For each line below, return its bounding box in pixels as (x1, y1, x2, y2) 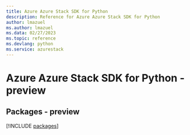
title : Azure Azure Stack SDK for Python (6, 8, 108, 15)
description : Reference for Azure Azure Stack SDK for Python (6, 14, 160, 20)
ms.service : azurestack (6, 47, 64, 52)
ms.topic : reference (6, 35, 57, 41)
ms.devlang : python (6, 41, 54, 47)
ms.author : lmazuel (6, 24, 54, 31)
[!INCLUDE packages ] (6, 122, 59, 129)
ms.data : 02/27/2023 (6, 30, 57, 36)
